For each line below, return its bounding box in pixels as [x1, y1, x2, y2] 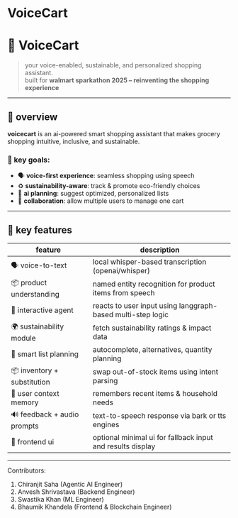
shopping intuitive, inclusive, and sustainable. [7, 137, 140, 145]
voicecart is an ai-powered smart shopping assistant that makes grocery [7, 129, 221, 138]
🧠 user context [11, 389, 59, 399]
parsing [92, 375, 118, 385]
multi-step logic [115, 310, 169, 320]
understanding [11, 290, 60, 299]
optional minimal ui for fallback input [92, 433, 214, 443]
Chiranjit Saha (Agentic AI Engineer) [17, 480, 123, 489]
